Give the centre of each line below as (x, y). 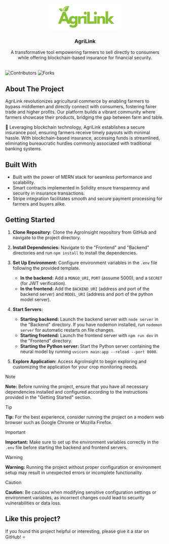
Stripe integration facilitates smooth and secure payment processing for (88, 198)
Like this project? (33, 519)
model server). (35, 299)
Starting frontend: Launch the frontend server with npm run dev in (89, 335)
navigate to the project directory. (47, 237)
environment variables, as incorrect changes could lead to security (75, 497)
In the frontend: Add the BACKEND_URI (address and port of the (85, 289)
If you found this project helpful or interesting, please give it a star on (77, 531)
